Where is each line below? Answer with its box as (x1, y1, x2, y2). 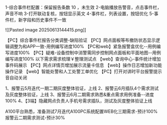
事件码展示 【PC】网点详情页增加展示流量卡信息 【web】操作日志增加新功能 (5, 62, 162, 68)
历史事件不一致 (35, 17, 66, 22)
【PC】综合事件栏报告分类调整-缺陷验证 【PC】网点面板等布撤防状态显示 (5, 37, 156, 43)
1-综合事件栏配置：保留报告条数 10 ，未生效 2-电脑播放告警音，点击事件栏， (5, 4, 162, 10)
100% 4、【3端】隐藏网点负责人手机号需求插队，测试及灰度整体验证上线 (5, 98, 153, 103)
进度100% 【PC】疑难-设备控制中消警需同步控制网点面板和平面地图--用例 (9, 49, 161, 55)
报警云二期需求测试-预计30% (5, 114, 65, 120)
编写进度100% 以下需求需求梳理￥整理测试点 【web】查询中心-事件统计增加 (5, 56, 161, 61)
